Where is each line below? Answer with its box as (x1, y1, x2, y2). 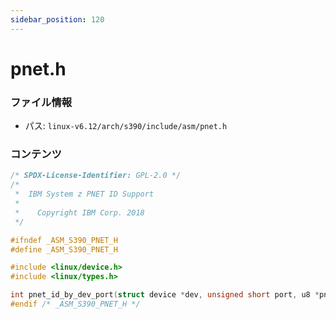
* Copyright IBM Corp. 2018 (14, 207, 145, 218)
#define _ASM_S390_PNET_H (10, 244, 118, 255)
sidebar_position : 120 (10, 14, 105, 25)
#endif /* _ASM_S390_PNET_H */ (10, 299, 141, 310)
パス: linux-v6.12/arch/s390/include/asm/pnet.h (24, 120, 228, 132)
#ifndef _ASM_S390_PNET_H (10, 235, 118, 245)
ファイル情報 (10, 95, 73, 109)
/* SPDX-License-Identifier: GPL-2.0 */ (10, 171, 182, 181)
